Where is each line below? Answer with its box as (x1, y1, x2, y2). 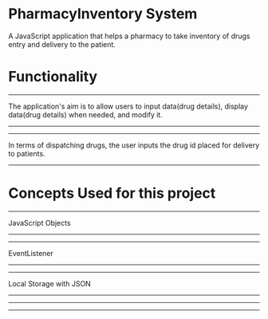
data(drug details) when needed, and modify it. (8, 109, 164, 120)
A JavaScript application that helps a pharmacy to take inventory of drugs (8, 31, 250, 41)
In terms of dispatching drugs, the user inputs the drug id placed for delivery (8, 140, 260, 150)
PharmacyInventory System (8, 5, 198, 23)
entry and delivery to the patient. (8, 39, 116, 49)
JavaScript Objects (8, 218, 71, 227)
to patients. (8, 148, 45, 158)
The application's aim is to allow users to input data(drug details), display (8, 101, 249, 111)
